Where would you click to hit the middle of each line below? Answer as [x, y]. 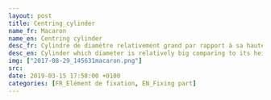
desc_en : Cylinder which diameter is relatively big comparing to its [129, 53]
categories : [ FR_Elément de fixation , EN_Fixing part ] [102, 83]
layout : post [30, 16]
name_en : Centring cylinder [56, 38]
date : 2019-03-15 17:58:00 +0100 [65, 76]
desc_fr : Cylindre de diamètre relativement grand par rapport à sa [126, 46]
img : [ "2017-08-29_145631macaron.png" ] [75, 61]
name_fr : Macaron [38, 31]
